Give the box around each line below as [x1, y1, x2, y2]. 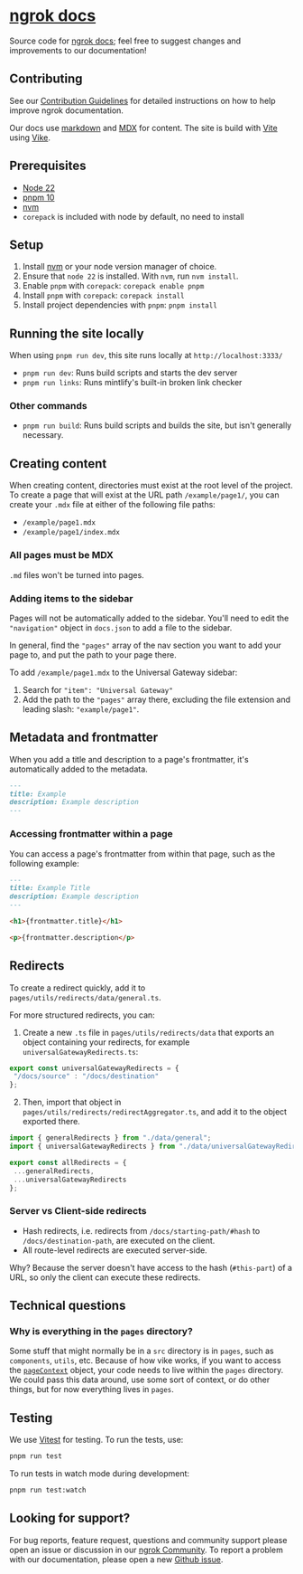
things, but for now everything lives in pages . [9, 1384, 174, 1395]
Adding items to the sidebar [9, 592, 133, 604]
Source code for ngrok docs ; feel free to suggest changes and [9, 35, 242, 46]
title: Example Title [9, 884, 91, 893]
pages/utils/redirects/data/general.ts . [9, 991, 161, 1002]
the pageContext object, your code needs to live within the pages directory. [9, 1365, 284, 1376]
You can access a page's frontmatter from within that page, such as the [9, 848, 276, 859]
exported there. [22, 1116, 81, 1127]
